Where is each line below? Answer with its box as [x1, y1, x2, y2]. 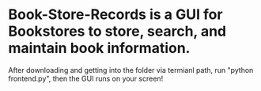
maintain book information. [8, 40, 191, 57]
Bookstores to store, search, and [8, 22, 227, 40]
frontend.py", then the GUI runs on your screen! [8, 74, 164, 83]
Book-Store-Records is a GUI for [8, 6, 223, 24]
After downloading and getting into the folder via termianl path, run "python [8, 65, 254, 74]
